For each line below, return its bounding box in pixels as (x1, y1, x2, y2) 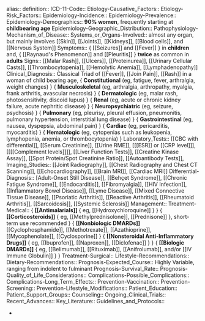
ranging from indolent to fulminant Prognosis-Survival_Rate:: (6, 265, 159, 272)
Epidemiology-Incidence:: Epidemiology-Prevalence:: (42, 12, 177, 19)
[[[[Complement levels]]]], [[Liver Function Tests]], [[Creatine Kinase (6, 148, 179, 155)
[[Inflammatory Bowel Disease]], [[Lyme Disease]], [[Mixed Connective (6, 187, 185, 194)
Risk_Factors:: (6, 12, 42, 19)
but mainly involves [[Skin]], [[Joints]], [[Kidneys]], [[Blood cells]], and (6, 38, 184, 45)
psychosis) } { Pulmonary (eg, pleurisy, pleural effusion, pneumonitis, (6, 109, 182, 116)
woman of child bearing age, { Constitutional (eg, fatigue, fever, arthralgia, (6, 76, 196, 84)
